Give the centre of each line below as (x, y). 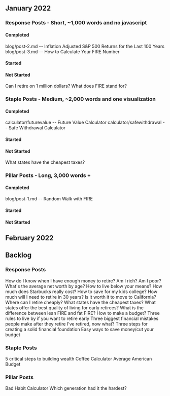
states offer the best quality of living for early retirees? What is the (74, 308)
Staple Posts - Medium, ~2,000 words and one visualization (80, 99)
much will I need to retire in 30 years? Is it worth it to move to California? (81, 297)
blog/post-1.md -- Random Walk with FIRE (49, 199)
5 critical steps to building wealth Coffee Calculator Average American (79, 358)
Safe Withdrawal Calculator (37, 128)
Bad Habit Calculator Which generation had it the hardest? (66, 388)
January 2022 (28, 8)
